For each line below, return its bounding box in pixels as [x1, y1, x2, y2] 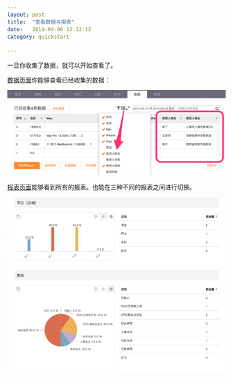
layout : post [7, 11, 45, 18]
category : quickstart [7, 33, 70, 40]
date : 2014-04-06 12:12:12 [7, 26, 92, 33]
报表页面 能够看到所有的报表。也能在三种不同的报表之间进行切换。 [7, 183, 196, 191]
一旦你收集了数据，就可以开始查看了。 [7, 61, 116, 69]
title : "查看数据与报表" [7, 18, 75, 26]
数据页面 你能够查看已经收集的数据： [7, 76, 111, 85]
